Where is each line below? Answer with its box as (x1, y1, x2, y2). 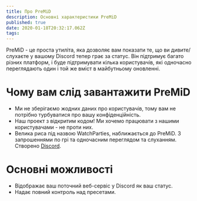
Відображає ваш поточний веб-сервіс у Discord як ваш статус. (14, 182, 173, 189)
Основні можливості (6, 163, 113, 176)
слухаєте (6, 53, 29, 60)
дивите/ (171, 46, 191, 53)
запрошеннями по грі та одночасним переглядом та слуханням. (14, 136, 177, 144)
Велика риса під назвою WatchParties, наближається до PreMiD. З (14, 130, 181, 137)
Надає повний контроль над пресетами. (14, 189, 116, 195)
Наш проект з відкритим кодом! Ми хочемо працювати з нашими (14, 118, 179, 125)
